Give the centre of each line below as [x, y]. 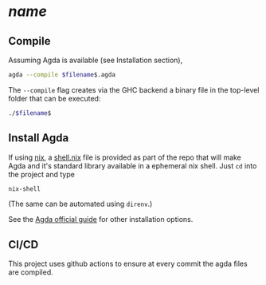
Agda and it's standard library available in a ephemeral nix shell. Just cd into [133, 165]
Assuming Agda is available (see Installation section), [96, 60]
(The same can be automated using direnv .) [80, 204]
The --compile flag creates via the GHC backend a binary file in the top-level [134, 89]
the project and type [42, 174]
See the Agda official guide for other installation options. [101, 220]
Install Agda [39, 138]
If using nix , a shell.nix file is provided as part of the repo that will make [125, 157]
